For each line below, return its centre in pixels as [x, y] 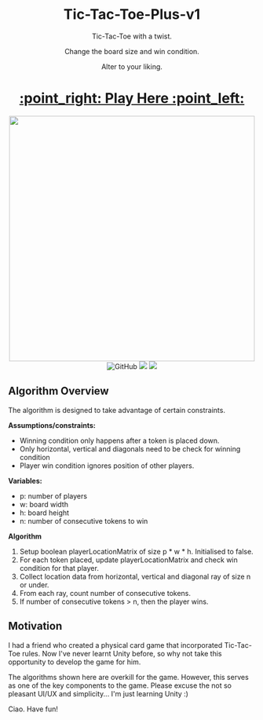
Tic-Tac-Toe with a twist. [132, 36]
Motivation [35, 626]
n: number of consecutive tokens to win [84, 521]
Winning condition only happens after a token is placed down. [119, 440]
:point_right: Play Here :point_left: [132, 99]
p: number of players [53, 495]
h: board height [44, 513]
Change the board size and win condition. [132, 51]
